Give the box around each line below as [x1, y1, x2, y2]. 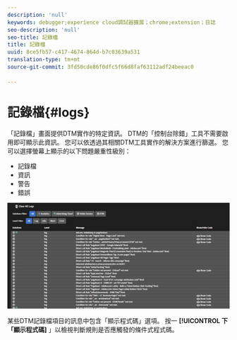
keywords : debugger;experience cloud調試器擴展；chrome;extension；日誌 [7, 18, 217, 26]
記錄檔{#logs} [7, 104, 90, 120]
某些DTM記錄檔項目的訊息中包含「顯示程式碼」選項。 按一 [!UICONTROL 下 [7, 317, 228, 325]
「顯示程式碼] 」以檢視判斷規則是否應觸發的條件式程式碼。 [7, 325, 178, 334]
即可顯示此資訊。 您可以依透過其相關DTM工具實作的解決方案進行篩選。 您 [13, 138, 229, 146]
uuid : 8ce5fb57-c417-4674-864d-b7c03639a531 [7, 49, 140, 56]
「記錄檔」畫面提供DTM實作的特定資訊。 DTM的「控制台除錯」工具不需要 [7, 129, 222, 138]
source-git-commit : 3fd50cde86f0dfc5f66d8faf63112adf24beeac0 [7, 63, 194, 71]
